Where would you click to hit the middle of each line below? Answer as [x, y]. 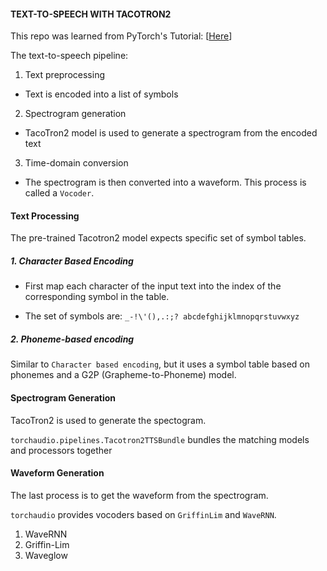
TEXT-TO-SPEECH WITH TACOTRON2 [91, 14]
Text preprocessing [64, 75]
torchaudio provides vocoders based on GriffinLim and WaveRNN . [143, 514]
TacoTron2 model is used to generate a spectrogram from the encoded [171, 133]
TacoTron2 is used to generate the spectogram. [108, 420]
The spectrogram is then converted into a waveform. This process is [165, 182]
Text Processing [45, 216]
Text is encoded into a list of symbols [101, 94]
